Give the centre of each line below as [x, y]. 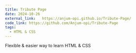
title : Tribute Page [26, 9]
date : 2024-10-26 [23, 14]
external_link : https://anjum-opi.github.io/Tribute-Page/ [68, 18]
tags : [10, 27]
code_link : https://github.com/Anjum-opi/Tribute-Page [62, 23]
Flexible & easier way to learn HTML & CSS [48, 46]
